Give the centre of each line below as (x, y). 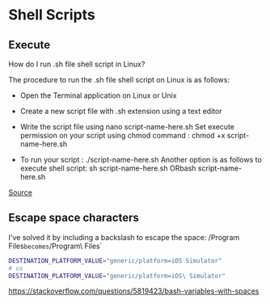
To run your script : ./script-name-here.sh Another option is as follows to (141, 160)
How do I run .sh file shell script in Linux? (77, 64)
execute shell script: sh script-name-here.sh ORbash (108, 168)
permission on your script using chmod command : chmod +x (122, 135)
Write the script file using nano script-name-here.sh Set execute (127, 127)
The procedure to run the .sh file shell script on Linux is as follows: (119, 80)
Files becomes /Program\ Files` (55, 246)
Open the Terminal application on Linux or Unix (98, 95)
